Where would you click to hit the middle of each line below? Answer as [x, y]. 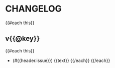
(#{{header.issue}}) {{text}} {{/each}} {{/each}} [61, 60]
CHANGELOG [33, 9]
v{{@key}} [23, 39]
